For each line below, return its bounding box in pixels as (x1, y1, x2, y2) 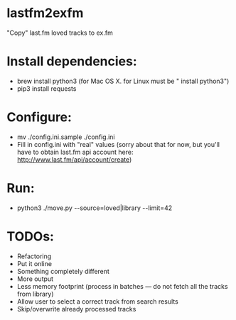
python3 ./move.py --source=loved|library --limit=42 (16, 204, 173, 212)
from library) (16, 289, 54, 298)
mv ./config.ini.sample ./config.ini (16, 133, 115, 141)
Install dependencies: (6, 53, 138, 70)
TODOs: (6, 228, 55, 244)
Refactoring (16, 252, 52, 260)
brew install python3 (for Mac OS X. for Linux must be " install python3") (16, 77, 230, 85)
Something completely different (16, 267, 109, 275)
